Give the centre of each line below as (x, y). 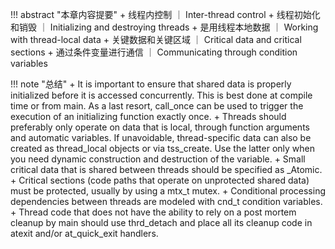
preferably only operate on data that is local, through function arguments (160, 127)
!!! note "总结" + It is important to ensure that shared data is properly (151, 84)
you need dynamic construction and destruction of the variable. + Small (158, 159)
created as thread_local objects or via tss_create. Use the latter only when (163, 148)
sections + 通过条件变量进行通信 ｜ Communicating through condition (154, 52)
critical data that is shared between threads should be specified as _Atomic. (166, 169)
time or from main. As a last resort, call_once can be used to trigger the (157, 106)
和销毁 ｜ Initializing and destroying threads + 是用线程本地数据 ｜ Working (164, 27)
